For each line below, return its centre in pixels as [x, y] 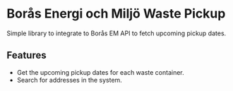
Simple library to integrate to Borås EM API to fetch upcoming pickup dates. [116, 33]
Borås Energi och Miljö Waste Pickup [116, 14]
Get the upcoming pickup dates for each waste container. [100, 72]
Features [26, 55]
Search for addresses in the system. [70, 80]
